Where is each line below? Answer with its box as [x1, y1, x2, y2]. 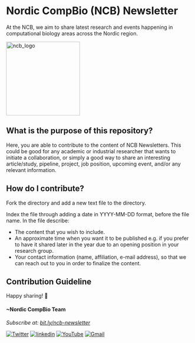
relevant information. [6, 166, 57, 173]
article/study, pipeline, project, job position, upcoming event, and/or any [6, 160, 181, 167]
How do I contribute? [6, 184, 84, 194]
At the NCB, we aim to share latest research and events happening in [6, 24, 173, 31]
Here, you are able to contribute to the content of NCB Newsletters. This [6, 141, 181, 149]
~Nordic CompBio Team [6, 305, 66, 313]
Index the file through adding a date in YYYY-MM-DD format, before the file [6, 210, 190, 217]
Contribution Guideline [6, 276, 92, 286]
